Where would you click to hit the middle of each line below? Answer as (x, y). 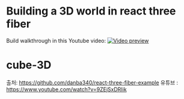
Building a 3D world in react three (91, 11)
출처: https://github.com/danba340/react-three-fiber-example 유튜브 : (92, 82)
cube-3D (29, 65)
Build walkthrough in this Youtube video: (56, 40)
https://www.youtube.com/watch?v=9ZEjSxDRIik (67, 89)
